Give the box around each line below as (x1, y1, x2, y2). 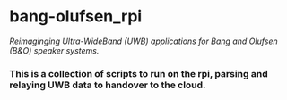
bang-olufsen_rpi (9, 6, 143, 27)
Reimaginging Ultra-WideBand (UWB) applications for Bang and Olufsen (9, 36, 278, 46)
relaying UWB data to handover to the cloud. (9, 79, 206, 91)
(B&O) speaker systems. (9, 45, 100, 55)
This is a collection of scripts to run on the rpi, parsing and (9, 67, 268, 79)
